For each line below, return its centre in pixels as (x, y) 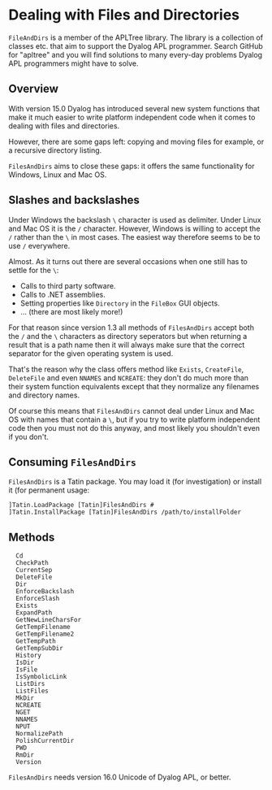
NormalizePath (39, 734)
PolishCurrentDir (45, 741)
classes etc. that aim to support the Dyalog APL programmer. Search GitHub (136, 46)
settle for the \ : (34, 270)
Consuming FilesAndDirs (72, 462)
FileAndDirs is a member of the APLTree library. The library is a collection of (136, 37)
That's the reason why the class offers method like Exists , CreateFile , (126, 369)
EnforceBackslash (45, 592)
